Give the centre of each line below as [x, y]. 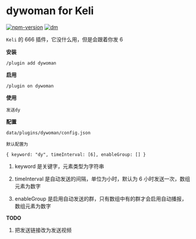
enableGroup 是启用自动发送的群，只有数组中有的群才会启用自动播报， [101, 198]
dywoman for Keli [50, 11]
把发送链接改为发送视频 [43, 230]
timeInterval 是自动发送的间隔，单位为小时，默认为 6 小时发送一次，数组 [102, 179]
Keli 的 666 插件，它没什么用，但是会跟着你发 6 [65, 39]
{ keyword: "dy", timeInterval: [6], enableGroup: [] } [76, 155]
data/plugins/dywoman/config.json [49, 133]
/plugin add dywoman [31, 63]
